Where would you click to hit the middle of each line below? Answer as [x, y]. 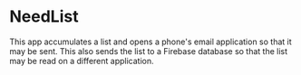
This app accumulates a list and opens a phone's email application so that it [150, 42]
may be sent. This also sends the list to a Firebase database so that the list [149, 51]
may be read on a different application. [82, 61]
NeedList [44, 17]
